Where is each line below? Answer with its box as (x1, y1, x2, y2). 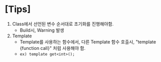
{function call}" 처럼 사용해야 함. (19, 45, 86, 51)
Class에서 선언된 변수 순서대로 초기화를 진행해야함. (12, 21, 114, 27)
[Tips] (5, 4, 31, 15)
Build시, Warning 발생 (19, 27, 64, 33)
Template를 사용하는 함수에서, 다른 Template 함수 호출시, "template (19, 39, 156, 45)
